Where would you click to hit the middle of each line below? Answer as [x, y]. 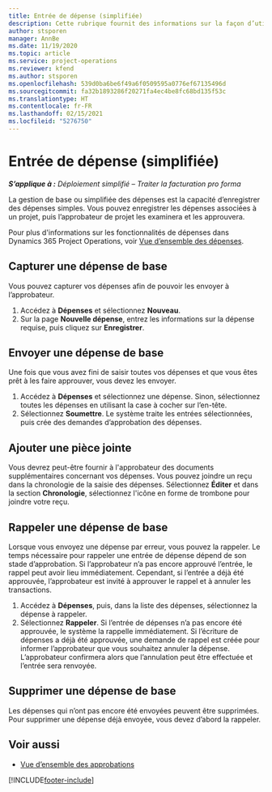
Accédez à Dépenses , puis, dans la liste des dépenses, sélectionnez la [138, 606]
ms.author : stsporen [43, 76]
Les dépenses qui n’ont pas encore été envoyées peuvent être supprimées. [134, 710]
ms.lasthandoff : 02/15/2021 [56, 114]
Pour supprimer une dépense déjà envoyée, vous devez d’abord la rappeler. [135, 719]
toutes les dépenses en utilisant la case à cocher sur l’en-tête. [123, 405]
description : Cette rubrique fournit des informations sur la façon [126, 23]
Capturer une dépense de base [88, 267]
